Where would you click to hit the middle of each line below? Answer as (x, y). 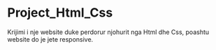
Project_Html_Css (60, 13)
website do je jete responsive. (50, 39)
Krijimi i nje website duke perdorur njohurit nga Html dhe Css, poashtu (108, 32)
